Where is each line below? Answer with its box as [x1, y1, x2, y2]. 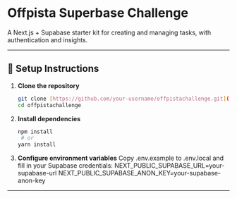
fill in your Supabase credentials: [17, 161, 113, 170]
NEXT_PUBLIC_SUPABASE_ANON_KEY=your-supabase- [58, 169, 221, 178]
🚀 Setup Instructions [7, 63, 99, 75]
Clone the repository [17, 81, 80, 89]
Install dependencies [17, 114, 81, 123]
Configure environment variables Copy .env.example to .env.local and [17, 154, 224, 163]
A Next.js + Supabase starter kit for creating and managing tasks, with [7, 28, 212, 37]
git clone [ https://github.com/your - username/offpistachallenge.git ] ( [17, 95, 230, 102]
